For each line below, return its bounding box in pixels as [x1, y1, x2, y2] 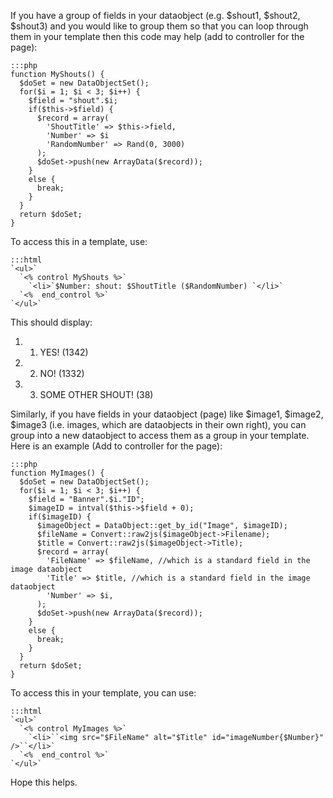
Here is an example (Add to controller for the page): [10, 440, 223, 452]
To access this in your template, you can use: [10, 687, 197, 699]
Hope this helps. [10, 776, 78, 788]
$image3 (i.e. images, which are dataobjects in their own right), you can [10, 419, 307, 430]
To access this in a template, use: [10, 236, 148, 247]
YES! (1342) [39, 346, 89, 358]
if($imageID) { [28, 512, 92, 522]
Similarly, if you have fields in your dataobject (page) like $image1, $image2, [10, 408, 324, 420]
